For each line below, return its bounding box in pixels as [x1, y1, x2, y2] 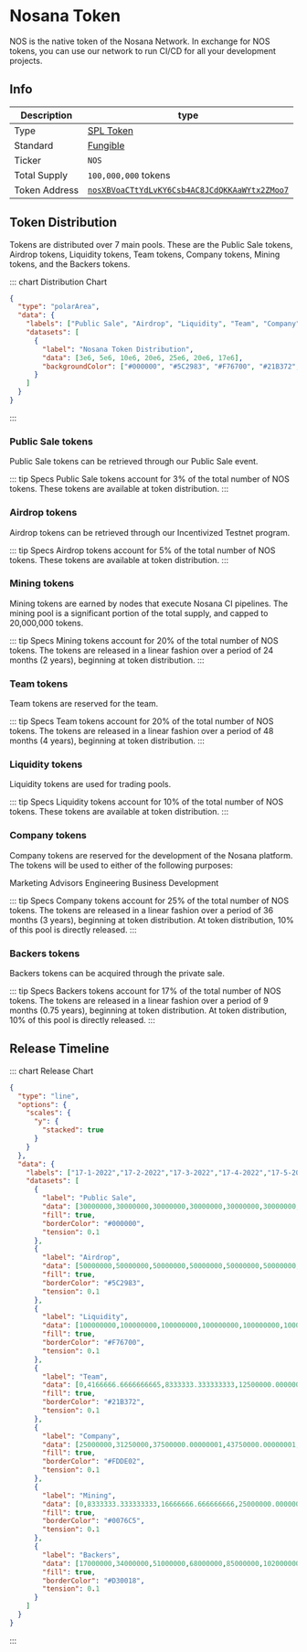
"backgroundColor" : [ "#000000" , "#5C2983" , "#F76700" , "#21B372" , [42, 362, 301, 371]
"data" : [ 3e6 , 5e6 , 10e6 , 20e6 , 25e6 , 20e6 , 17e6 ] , [42, 353, 244, 362]
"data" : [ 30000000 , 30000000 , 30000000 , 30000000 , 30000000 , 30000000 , [42, 1202, 301, 1211]
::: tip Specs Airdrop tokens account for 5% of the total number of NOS [9, 545, 276, 556]
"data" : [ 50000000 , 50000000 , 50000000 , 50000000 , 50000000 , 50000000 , [42, 1262, 301, 1271]
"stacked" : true [42, 1125, 104, 1135]
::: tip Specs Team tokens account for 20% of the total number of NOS [9, 716, 274, 727]
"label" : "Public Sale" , [42, 1194, 137, 1203]
